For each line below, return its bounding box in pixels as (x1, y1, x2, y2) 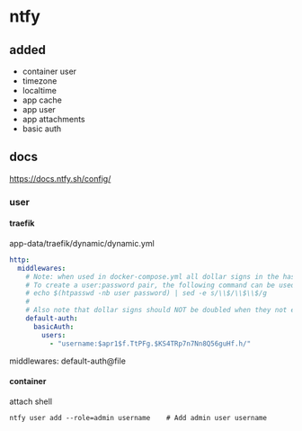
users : (41, 330, 67, 339)
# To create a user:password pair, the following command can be (25, 281, 276, 290)
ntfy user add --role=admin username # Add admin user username (9, 413, 268, 422)
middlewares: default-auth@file (9, 355, 126, 366)
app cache (22, 94, 63, 105)
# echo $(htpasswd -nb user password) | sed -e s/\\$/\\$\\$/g (25, 289, 268, 298)
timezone (22, 76, 58, 86)
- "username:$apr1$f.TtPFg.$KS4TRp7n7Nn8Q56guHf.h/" (49, 339, 252, 348)
